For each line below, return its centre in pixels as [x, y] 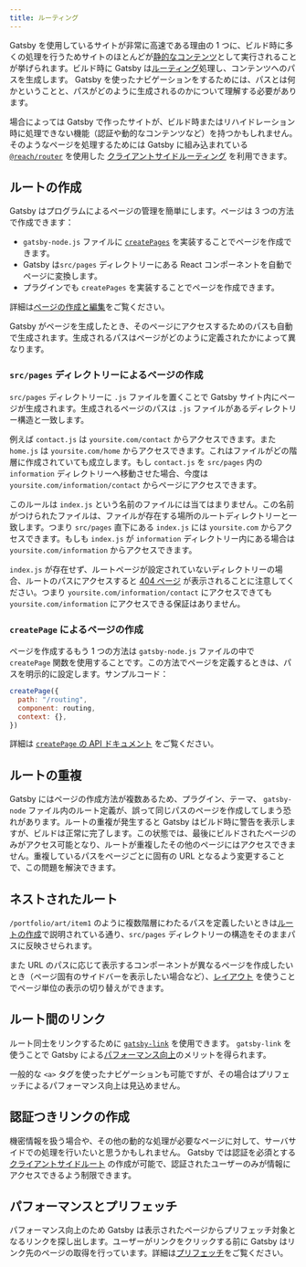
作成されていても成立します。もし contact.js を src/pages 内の [144, 461]
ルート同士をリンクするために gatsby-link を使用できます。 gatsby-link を [151, 1043]
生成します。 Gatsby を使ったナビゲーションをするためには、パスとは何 [160, 79]
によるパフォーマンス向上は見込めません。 [105, 1085]
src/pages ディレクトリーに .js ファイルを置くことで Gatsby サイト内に [145, 396]
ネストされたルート [63, 899]
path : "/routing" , [53, 700]
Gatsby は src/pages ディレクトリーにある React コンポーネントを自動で [157, 265]
